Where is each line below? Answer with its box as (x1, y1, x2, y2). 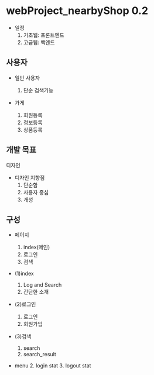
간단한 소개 (23, 288, 49, 295)
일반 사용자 (14, 74, 40, 81)
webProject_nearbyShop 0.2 (6, 4, 148, 18)
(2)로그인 (14, 301, 36, 308)
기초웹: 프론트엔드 (23, 31, 64, 39)
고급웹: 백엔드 (23, 39, 55, 46)
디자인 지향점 (14, 174, 45, 181)
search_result (23, 351, 57, 358)
